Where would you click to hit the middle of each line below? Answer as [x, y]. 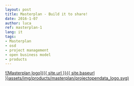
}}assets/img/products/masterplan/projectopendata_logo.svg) [67, 78]
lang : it [14, 32]
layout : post [18, 9]
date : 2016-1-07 [21, 18]
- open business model [28, 55]
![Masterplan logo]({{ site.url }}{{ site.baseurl [50, 73]
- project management [27, 50]
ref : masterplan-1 [24, 28]
